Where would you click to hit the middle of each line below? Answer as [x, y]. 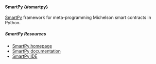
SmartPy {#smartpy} [27, 7]
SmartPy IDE [25, 56]
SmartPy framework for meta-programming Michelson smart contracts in [78, 17]
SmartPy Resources [26, 33]
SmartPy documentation [36, 51]
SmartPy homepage [32, 46]
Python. [13, 23]
